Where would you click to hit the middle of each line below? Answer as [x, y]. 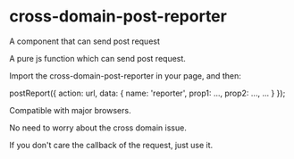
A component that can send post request [85, 41]
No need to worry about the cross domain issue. [98, 128]
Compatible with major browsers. [70, 110]
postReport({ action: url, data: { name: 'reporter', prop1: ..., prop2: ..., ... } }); [147, 93]
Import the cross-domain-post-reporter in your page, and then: [125, 75]
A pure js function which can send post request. [97, 58]
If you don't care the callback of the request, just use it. [111, 145]
